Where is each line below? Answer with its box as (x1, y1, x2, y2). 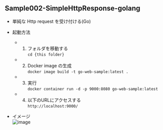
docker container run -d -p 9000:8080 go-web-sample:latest (27, 86, 158, 91)
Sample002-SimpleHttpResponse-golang (5, 4, 141, 13)
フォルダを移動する (27, 45, 68, 51)
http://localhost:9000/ (27, 103, 78, 109)
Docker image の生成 (27, 62, 72, 68)
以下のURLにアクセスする (27, 97, 81, 103)
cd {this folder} (27, 52, 64, 57)
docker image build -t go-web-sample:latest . (27, 69, 129, 74)
